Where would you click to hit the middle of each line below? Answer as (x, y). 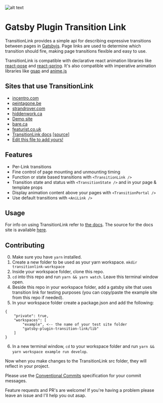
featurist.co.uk (27, 129)
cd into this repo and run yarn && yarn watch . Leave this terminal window (85, 277)
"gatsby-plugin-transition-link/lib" (61, 329)
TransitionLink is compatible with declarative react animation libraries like (78, 60)
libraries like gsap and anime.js (36, 71)
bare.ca (20, 124)
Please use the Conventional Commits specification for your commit (73, 376)
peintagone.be (27, 103)
